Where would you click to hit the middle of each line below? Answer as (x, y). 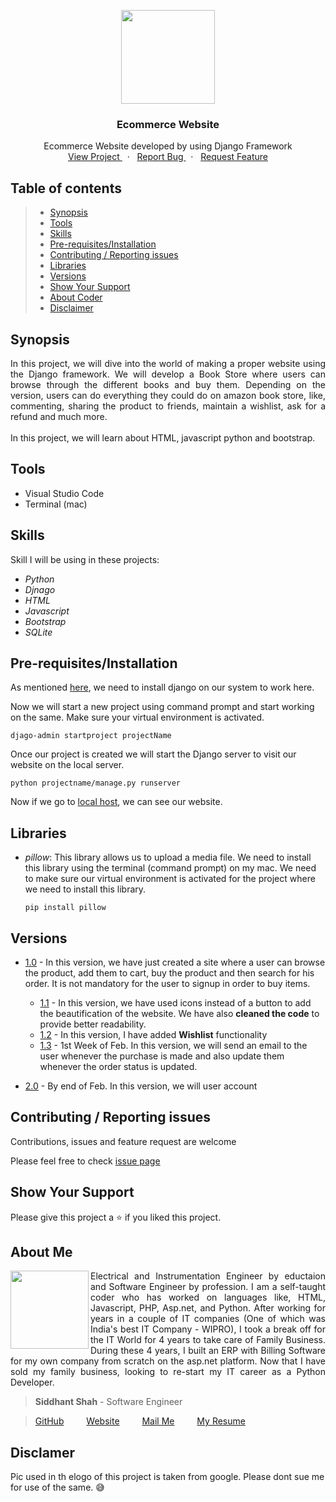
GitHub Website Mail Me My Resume (140, 1421)
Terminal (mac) (56, 504)
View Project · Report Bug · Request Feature (168, 157)
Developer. (32, 1382)
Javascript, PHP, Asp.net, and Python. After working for (208, 1308)
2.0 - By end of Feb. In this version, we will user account (141, 1086)
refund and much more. (59, 416)
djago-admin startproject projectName (91, 736)
